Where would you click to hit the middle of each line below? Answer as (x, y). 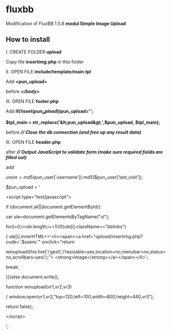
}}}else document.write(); (32, 277)
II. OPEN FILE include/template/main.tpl (48, 71)
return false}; (20, 306)
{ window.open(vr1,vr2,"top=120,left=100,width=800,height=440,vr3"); (80, 296)
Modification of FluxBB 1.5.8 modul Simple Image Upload (66, 23)
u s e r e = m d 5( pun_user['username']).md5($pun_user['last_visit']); (74, 177)
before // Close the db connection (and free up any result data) (74, 132)
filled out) (16, 157)
